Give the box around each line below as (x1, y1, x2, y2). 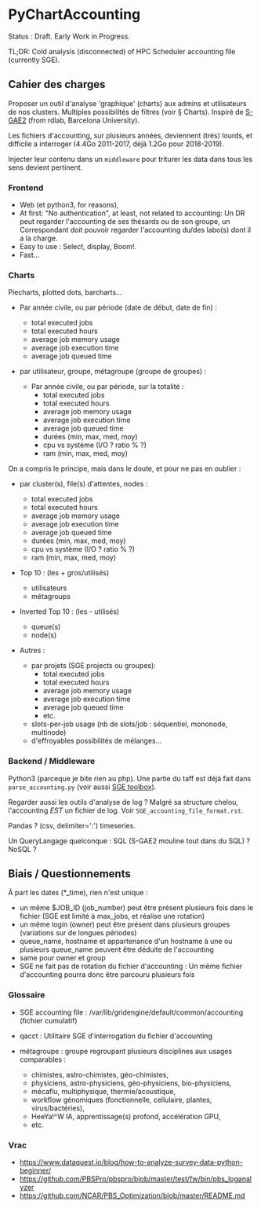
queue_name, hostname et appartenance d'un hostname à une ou (19, 937, 233, 946)
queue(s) (31, 622, 61, 632)
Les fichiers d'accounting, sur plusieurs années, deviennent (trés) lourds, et (8, 130, 253, 140)
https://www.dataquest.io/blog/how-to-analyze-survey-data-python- (19, 1158, 243, 1167)
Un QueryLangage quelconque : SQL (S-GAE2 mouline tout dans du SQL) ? (8, 835, 251, 846)
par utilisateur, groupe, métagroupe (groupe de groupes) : (19, 367, 207, 376)
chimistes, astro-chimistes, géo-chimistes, (31, 1070, 169, 1079)
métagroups (31, 592, 71, 601)
